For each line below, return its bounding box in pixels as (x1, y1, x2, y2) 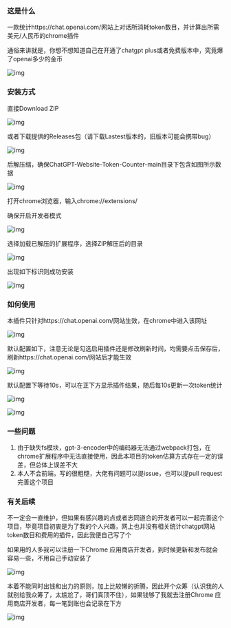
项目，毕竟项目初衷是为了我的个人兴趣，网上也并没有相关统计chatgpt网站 (7, 522, 216, 531)
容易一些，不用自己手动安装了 (7, 554, 91, 563)
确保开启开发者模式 (7, 211, 62, 220)
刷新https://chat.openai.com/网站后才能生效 (7, 353, 132, 361)
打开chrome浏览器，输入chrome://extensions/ (7, 196, 137, 205)
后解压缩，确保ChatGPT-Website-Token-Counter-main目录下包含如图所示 (7, 160, 215, 168)
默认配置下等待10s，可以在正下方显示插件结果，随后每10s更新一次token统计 (7, 381, 223, 389)
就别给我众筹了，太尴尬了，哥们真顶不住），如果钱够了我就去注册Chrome (7, 591, 214, 599)
